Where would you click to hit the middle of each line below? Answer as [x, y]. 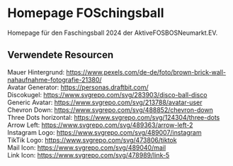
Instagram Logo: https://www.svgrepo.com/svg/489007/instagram [104, 132]
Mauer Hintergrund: [36, 72]
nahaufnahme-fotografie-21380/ [55, 79]
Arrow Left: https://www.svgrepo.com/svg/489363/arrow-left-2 [100, 125]
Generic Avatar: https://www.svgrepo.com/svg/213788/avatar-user [105, 102]
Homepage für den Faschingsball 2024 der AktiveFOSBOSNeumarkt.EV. [113, 33]
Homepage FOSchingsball [86, 13]
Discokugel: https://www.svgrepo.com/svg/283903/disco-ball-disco [107, 94]
